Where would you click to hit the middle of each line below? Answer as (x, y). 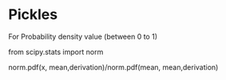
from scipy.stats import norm (56, 51)
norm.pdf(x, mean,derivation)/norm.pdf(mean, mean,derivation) (113, 67)
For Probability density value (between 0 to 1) (83, 36)
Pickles (33, 15)
